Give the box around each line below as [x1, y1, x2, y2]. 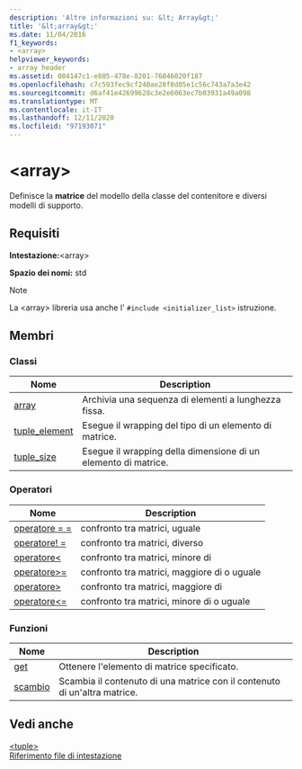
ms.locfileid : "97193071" [9, 122, 106, 131]
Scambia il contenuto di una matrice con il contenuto [58, 675, 280, 688]
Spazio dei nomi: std [9, 267, 87, 278]
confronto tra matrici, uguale [80, 522, 201, 534]
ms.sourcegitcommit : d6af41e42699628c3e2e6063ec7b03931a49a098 [9, 88, 252, 97]
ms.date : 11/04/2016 [9, 30, 87, 39]
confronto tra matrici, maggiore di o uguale [80, 566, 262, 578]
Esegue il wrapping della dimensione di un [82, 445, 261, 458]
